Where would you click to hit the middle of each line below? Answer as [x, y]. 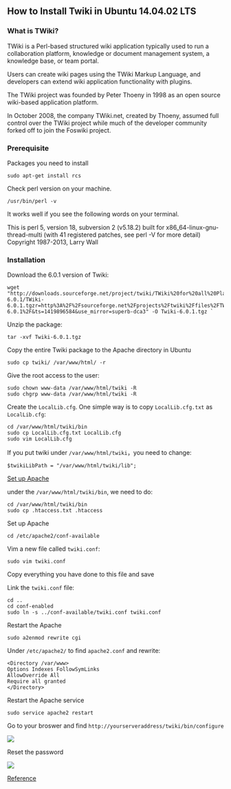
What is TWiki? [33, 31]
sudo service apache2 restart [51, 713]
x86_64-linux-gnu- [192, 227]
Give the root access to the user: [53, 376]
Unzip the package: [35, 324]
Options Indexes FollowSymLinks [53, 670]
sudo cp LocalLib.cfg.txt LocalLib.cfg [64, 433]
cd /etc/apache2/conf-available [53, 536]
